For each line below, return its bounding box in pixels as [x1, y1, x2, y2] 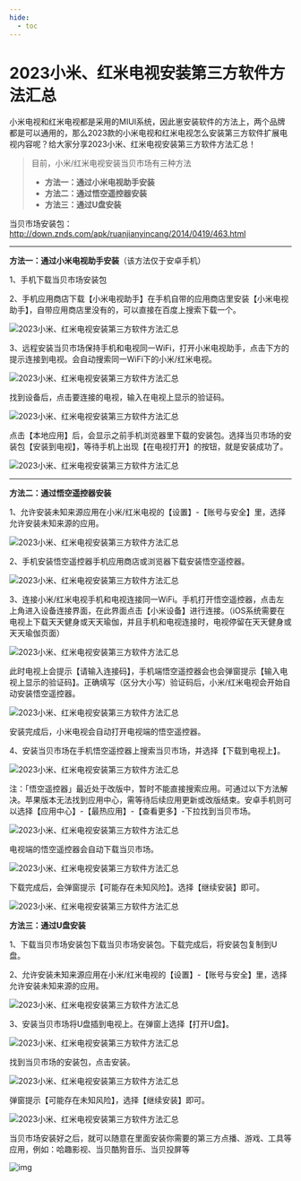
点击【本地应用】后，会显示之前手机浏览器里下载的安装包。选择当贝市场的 [9, 430, 284, 441]
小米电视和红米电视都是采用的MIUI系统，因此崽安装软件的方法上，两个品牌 [9, 116, 286, 127]
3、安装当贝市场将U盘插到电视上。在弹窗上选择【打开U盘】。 [9, 1019, 235, 1030]
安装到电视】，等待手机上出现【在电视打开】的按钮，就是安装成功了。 [32, 441, 288, 453]
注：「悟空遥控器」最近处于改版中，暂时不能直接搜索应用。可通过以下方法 [9, 783, 280, 794]
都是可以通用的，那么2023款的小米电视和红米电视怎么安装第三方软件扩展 [9, 127, 280, 139]
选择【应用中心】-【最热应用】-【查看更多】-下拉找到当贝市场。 [16, 806, 256, 816]
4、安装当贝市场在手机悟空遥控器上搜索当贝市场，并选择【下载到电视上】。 [9, 746, 286, 756]
